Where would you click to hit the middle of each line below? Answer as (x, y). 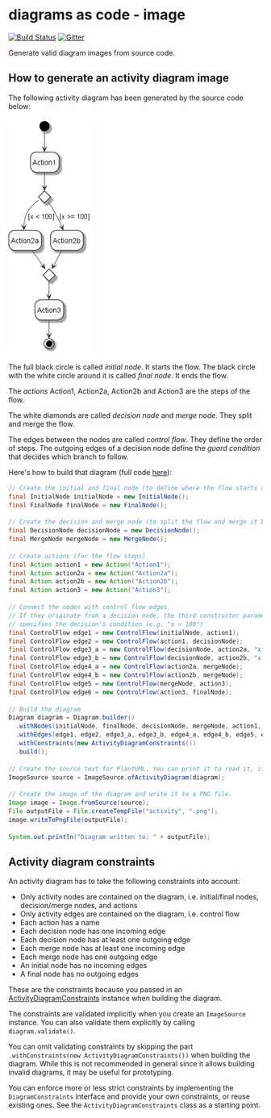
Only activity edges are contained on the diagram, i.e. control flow (130, 914)
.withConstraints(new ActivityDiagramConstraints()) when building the (129, 1055)
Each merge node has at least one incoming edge (102, 949)
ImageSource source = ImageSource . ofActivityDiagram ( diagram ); (117, 777)
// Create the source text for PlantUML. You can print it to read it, (131, 769)
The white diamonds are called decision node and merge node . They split (130, 415)
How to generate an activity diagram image (119, 78)
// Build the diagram (45, 709)
